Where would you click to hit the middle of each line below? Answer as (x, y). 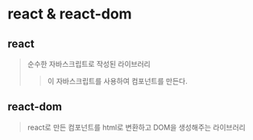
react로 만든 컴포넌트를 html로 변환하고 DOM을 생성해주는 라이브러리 (137, 127)
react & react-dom (70, 14)
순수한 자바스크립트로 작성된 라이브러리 (89, 64)
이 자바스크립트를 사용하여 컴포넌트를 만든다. (117, 81)
